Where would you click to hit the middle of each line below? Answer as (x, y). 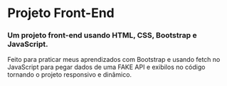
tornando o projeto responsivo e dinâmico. (70, 75)
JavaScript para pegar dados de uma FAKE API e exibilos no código (106, 67)
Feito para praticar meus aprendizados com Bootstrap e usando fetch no (114, 60)
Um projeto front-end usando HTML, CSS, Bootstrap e (102, 36)
